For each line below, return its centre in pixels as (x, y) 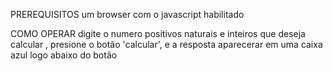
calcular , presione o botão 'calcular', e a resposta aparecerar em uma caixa (166, 44)
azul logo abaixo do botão (64, 55)
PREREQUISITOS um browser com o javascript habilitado (127, 14)
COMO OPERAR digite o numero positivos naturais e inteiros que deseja (158, 33)
